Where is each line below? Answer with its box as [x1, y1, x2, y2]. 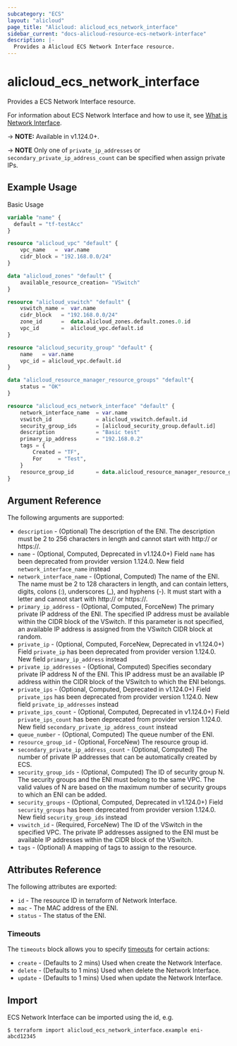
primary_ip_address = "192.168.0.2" [20, 436, 143, 443]
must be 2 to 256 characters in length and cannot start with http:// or [17, 535, 218, 543]
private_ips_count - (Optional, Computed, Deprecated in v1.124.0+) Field [17, 707, 230, 716]
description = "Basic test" [20, 429, 140, 436]
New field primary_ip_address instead [17, 655, 128, 664]
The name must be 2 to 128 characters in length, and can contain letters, [17, 580, 229, 589]
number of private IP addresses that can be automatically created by [17, 753, 217, 761]
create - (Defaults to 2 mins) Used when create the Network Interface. [17, 959, 223, 967]
